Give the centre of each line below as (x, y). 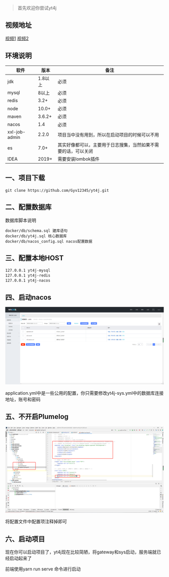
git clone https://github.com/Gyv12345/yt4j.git (57, 190)
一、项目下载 (25, 178)
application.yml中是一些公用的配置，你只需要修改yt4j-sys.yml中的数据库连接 (84, 393)
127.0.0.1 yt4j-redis (28, 276)
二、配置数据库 (28, 207)
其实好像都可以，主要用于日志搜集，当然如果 (104, 145)
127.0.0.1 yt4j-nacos (28, 281)
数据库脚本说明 (21, 220)
